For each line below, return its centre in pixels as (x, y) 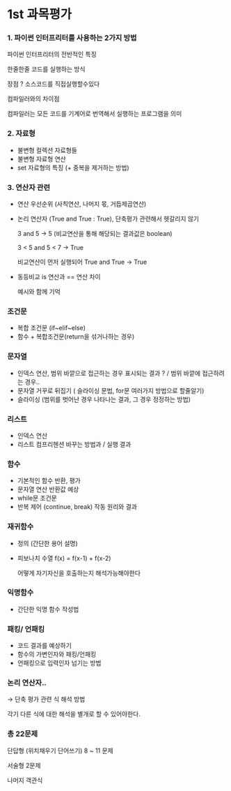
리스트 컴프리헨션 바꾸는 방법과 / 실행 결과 (74, 444)
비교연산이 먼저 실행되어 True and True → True (82, 262)
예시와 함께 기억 (39, 292)
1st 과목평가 (39, 14)
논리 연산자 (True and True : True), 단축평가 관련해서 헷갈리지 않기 (108, 219)
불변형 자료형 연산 (41, 158)
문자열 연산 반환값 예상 (48, 489)
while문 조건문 (37, 498)
